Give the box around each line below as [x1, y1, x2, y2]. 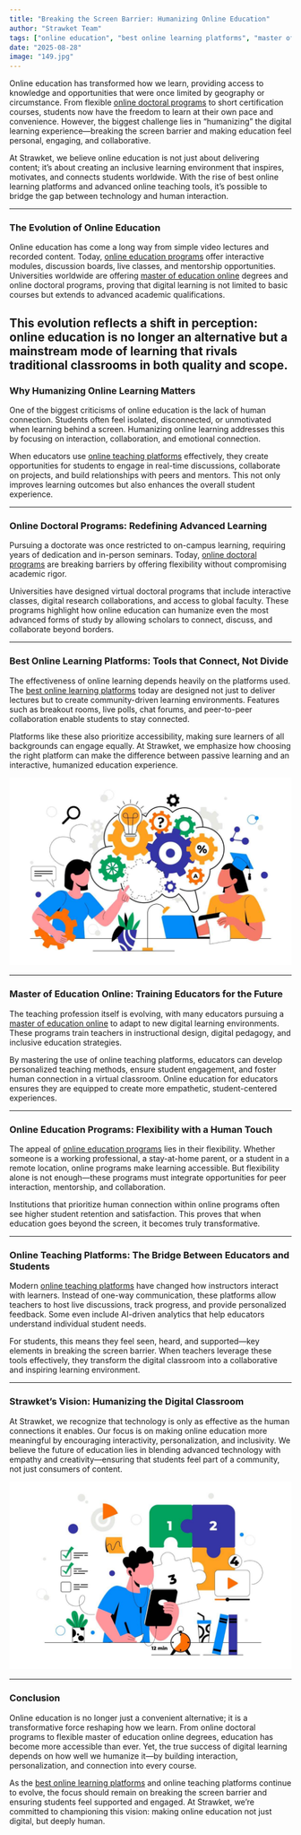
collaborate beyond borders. [9, 624, 115, 635]
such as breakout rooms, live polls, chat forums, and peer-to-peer [9, 704, 253, 715]
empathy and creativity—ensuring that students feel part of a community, [9, 1454, 280, 1465]
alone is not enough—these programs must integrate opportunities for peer [9, 1171, 287, 1183]
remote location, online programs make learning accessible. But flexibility [9, 1162, 280, 1173]
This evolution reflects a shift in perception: [9, 315, 258, 331]
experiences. [9, 1092, 58, 1103]
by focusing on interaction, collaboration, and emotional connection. [9, 433, 262, 444]
